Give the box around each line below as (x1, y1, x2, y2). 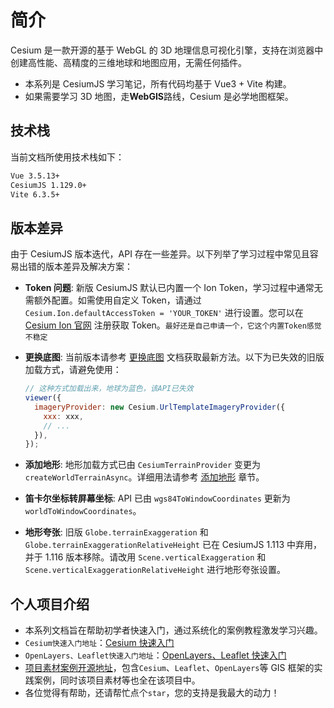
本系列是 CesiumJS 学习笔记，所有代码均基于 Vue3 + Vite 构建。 (24, 77, 292, 90)
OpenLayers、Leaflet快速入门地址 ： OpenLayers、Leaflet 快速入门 (24, 649, 287, 661)
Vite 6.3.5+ (10, 189, 60, 200)
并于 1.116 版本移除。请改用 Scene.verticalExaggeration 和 (24, 551, 267, 563)
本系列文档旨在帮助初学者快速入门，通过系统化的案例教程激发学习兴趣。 (24, 624, 323, 636)
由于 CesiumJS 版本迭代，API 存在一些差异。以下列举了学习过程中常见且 (10, 248, 310, 260)
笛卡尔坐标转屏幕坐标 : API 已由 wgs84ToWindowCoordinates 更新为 (24, 492, 291, 505)
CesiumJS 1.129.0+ (10, 180, 87, 190)
